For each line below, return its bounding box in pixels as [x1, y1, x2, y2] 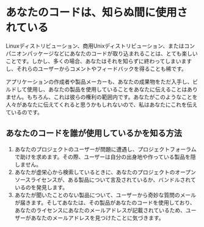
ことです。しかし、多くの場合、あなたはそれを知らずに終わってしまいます [5, 57, 192, 65]
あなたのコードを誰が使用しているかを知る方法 [5, 128, 183, 139]
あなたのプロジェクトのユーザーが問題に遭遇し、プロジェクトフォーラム [14, 145, 197, 153]
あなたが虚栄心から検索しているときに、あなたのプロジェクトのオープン [14, 168, 197, 176]
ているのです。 [5, 108, 43, 116]
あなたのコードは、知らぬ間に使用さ [5, 5, 188, 20]
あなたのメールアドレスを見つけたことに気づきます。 [31, 214, 164, 222]
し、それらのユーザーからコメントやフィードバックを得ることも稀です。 [5, 65, 188, 72]
